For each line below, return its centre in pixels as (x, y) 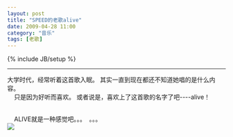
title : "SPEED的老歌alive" (44, 20)
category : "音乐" (31, 33)
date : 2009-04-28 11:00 (42, 26)
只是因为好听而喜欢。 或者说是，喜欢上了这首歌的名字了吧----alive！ (112, 97)
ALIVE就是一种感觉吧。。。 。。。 (58, 119)
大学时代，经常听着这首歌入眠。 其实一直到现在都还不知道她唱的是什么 (108, 80)
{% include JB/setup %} (42, 59)
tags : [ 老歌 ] (25, 39)
